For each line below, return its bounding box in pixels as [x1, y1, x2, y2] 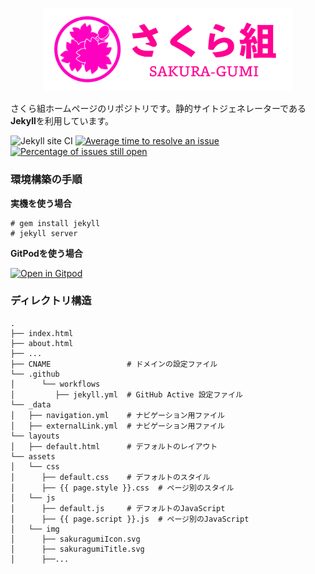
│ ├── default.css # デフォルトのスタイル [10, 472, 211, 482]
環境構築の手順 [10, 173, 83, 187]
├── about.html [10, 338, 74, 348]
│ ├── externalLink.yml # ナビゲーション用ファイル [10, 421, 225, 431]
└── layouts [10, 431, 60, 441]
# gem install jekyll [10, 218, 101, 228]
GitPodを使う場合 [10, 247, 83, 259]
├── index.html [10, 328, 74, 338]
